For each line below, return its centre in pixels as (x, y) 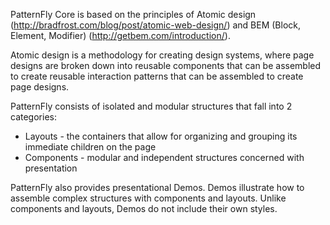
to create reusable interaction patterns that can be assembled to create (157, 76)
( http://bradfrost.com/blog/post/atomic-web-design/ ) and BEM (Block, (156, 25)
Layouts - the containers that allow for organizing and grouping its (161, 136)
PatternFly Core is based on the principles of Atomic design (133, 14)
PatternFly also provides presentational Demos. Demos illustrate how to (157, 187)
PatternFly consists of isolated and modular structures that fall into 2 (151, 106)
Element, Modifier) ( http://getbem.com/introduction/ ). (120, 35)
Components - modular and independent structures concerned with (164, 157)
